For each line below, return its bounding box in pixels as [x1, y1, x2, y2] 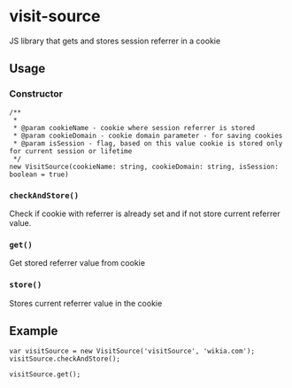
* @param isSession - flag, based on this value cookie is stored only [12, 139, 283, 148]
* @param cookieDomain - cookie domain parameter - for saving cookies [12, 131, 283, 140]
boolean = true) [9, 170, 69, 179]
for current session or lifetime [9, 146, 133, 156]
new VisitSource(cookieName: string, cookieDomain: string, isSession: [9, 162, 279, 171]
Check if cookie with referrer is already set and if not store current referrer [9, 208, 280, 219]
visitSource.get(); [9, 370, 81, 379]
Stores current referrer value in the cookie [9, 298, 163, 308]
